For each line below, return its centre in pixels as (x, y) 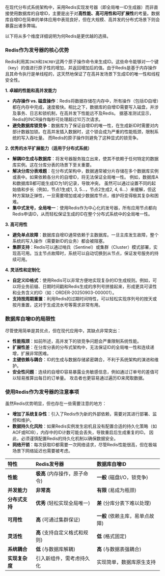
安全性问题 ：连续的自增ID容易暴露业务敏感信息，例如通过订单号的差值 (83, 372)
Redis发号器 (50, 464)
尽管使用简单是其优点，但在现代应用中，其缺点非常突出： (63, 330)
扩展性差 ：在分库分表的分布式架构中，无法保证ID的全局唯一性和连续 (81, 347)
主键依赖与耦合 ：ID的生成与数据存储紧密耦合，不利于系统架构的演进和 (83, 359)
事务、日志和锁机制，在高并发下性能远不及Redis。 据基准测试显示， (85, 113)
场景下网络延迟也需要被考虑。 (42, 451)
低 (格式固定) (111, 536)
